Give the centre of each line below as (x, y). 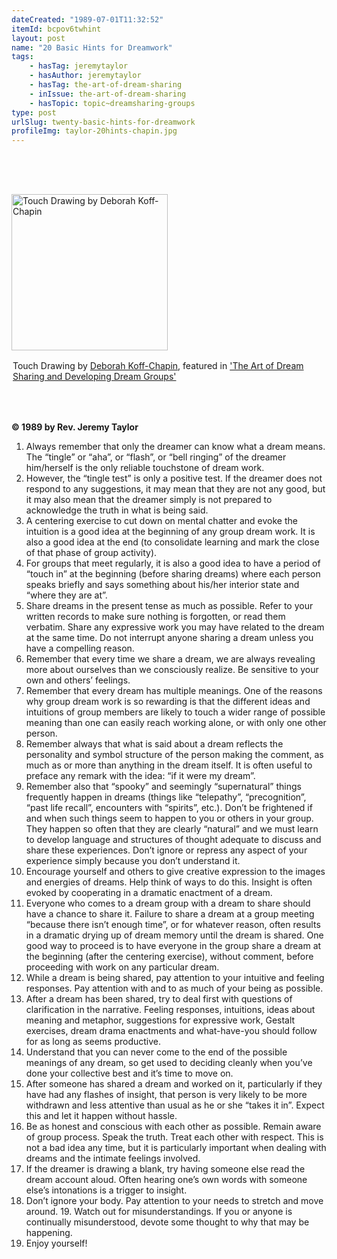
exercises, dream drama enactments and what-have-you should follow (171, 1031)
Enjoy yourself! (56, 1243)
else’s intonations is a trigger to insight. (106, 1190)
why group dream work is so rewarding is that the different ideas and (168, 702)
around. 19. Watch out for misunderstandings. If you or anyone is (159, 1212)
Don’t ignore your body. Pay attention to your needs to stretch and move (174, 1201)
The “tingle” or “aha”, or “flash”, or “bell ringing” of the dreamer (156, 457)
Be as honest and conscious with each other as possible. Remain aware (173, 1127)
